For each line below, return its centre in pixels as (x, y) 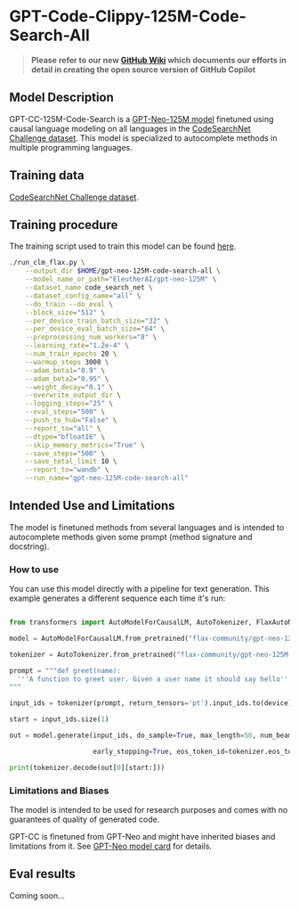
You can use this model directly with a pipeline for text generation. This (139, 589)
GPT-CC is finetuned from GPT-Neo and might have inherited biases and (142, 837)
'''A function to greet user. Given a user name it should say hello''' (155, 679)
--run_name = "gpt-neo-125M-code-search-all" (107, 479)
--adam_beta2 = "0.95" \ (67, 379)
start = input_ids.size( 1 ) (59, 719)
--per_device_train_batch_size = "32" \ (97, 321)
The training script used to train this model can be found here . (123, 246)
